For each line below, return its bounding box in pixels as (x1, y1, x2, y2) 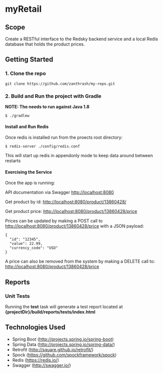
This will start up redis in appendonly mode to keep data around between (5, 153, 153, 159)
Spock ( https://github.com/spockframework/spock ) (12, 352, 117, 358)
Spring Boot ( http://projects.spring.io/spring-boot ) (12, 336, 114, 342)
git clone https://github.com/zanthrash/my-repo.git (5, 81, 115, 86)
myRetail (5, 3, 42, 15)
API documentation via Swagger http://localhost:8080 (5, 189, 114, 195)
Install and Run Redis (5, 124, 49, 130)
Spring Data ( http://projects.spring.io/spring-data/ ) (12, 341, 115, 347)
